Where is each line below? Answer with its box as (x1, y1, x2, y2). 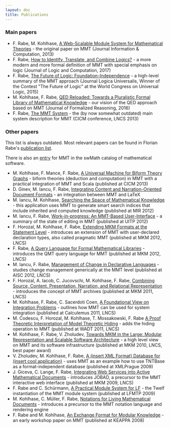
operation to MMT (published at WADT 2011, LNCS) (12, 326, 120, 332)
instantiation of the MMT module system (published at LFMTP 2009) (12, 391, 155, 397)
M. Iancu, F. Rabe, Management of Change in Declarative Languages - (12, 262, 159, 268)
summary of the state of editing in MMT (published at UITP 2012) (12, 219, 148, 225)
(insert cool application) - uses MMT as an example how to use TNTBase (12, 358, 165, 364)
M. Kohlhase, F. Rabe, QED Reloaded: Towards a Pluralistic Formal (12, 94, 151, 100)
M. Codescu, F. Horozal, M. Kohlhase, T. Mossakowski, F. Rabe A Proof (12, 315, 161, 321)
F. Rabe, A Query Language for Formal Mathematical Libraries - (12, 245, 145, 251)
